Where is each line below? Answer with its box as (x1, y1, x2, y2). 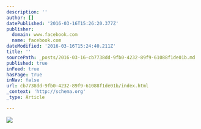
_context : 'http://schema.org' (6, 89, 86, 95)
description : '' (6, 9, 48, 15)
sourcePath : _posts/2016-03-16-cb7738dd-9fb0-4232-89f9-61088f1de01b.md (6, 54, 196, 61)
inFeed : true (6, 65, 40, 72)
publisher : (6, 26, 34, 32)
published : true (6, 60, 48, 66)
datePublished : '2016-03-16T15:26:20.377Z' (6, 20, 119, 26)
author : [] (6, 15, 34, 21)
